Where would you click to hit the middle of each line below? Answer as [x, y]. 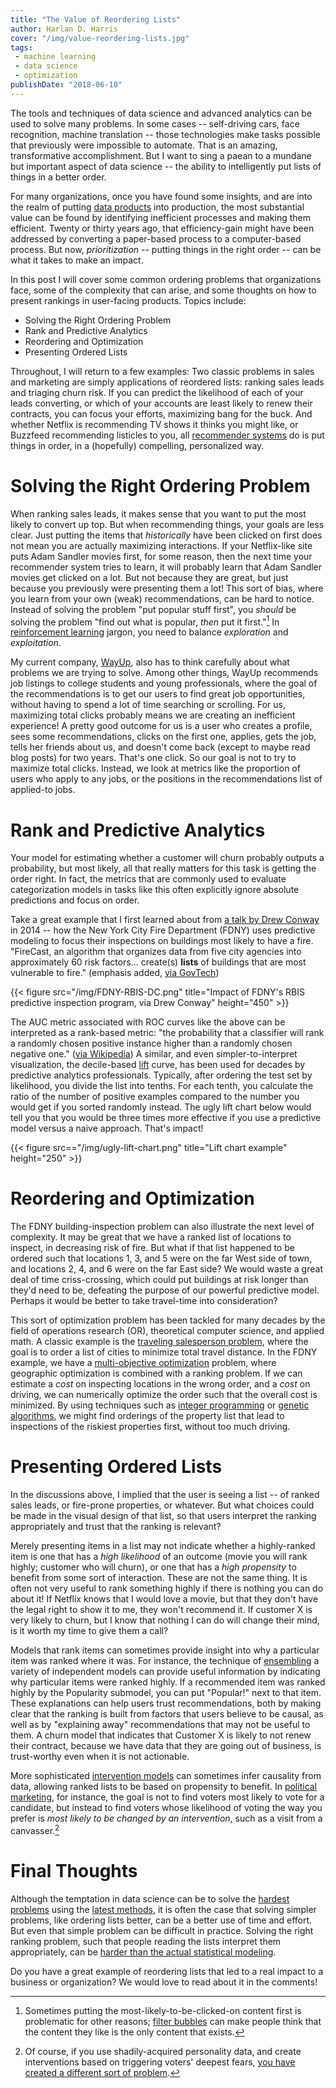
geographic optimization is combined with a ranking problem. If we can [156, 1373]
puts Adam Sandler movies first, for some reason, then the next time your [161, 556]
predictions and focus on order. [75, 900]
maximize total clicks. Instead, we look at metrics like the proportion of [155, 768]
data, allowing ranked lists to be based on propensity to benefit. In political [164, 1787]
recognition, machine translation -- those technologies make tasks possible [165, 134]
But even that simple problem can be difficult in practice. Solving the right [162, 1930]
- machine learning [55, 57]
